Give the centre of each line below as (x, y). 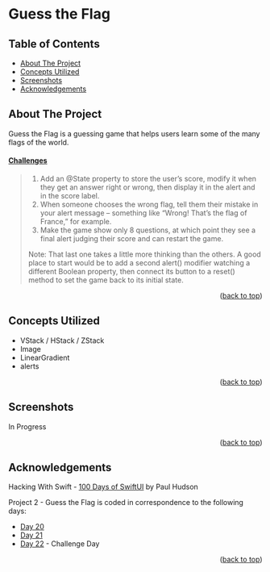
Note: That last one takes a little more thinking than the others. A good (145, 254)
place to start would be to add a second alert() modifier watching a (139, 263)
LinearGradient (45, 357)
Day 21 (31, 535)
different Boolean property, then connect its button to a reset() (131, 272)
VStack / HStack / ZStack (62, 340)
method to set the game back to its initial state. (106, 280)
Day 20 (32, 527)
